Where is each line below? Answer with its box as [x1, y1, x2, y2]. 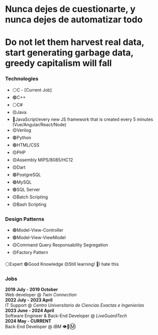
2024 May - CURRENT [5, 318, 52, 324]
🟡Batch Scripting [12, 194, 48, 200]
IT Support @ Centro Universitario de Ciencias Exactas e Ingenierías [5, 302, 144, 308]
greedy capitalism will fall [5, 58, 112, 69]
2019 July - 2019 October [5, 287, 58, 292]
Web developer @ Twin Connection [5, 292, 77, 298]
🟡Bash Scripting [12, 201, 47, 207]
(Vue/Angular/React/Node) [12, 121, 66, 127]
